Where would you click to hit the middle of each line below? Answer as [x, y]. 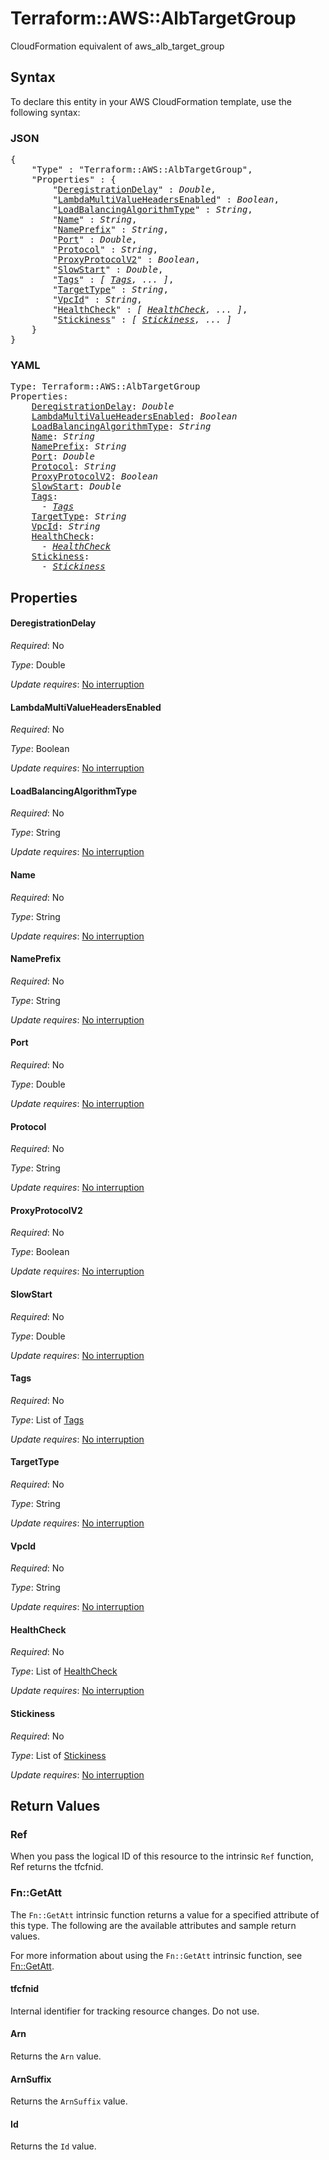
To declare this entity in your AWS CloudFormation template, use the [151, 101]
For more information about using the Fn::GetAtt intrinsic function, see [156, 1955]
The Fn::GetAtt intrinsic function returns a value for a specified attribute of [165, 1914]
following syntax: [45, 112]
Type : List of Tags [47, 1419]
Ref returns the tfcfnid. [57, 1867]
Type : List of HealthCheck [64, 1671]
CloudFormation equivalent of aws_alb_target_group [117, 46]
